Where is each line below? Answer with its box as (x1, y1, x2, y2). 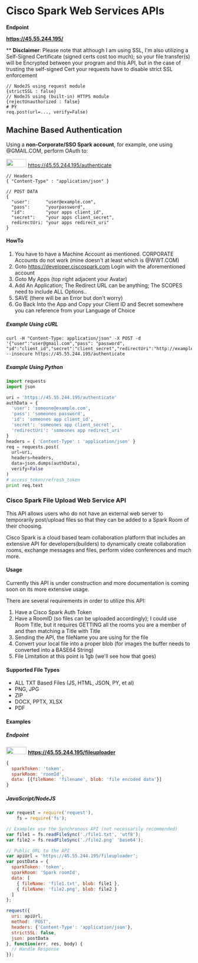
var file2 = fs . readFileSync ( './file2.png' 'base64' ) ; (6, 837, 144, 843)
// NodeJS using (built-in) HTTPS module (6, 93, 110, 99)
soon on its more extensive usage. (6, 586, 90, 593)
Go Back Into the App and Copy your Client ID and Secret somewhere (14, 300, 184, 308)
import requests (6, 378, 46, 384)
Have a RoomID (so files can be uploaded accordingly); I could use (14, 615, 177, 622)
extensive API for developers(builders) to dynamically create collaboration (6, 540, 186, 547)
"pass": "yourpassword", (11, 204, 85, 210)
